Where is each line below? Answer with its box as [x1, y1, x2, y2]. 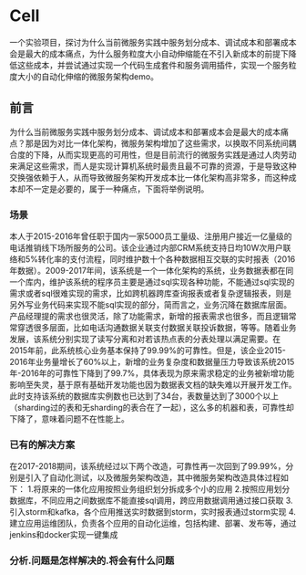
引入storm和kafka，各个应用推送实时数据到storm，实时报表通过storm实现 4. [9, 507, 296, 517]
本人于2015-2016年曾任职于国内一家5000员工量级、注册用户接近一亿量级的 [9, 231, 292, 242]
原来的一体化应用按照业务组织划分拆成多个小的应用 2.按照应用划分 [40, 484, 291, 495]
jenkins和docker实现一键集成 [9, 529, 118, 540]
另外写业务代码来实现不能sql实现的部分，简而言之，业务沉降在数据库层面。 [9, 299, 292, 310]
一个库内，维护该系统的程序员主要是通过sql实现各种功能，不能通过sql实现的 [9, 277, 295, 287]
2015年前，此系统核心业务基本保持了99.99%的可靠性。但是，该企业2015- [9, 345, 287, 356]
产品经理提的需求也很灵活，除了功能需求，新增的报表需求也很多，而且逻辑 [9, 311, 289, 322]
